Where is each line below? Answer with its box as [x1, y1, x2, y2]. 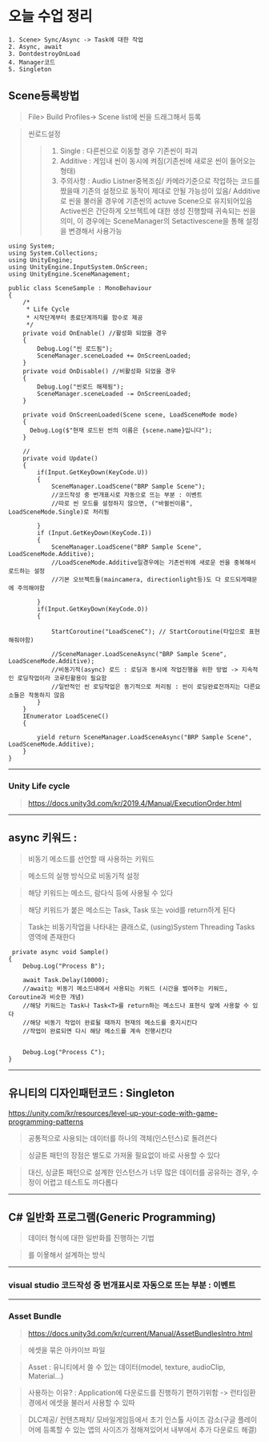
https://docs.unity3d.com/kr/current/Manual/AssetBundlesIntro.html [27, 1329, 253, 1339]
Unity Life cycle [8, 780, 70, 791]
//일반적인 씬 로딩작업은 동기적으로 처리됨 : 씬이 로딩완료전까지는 [50, 683, 241, 691]
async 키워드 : [8, 831, 78, 845]
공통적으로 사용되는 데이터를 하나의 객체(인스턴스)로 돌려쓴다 [27, 1133, 218, 1142]
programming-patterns [8, 1117, 84, 1126]
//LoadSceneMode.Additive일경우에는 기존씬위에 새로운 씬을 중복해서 [50, 558, 256, 566]
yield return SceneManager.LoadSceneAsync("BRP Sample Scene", [37, 733, 252, 741]
